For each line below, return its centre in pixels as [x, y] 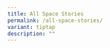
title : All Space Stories [45, 14]
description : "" [31, 34]
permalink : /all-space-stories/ [55, 20]
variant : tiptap [31, 27]
